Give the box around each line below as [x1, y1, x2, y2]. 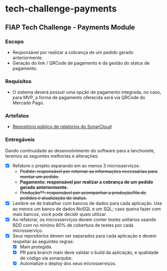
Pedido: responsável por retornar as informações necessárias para [19, 168, 157, 174]
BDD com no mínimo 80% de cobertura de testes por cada [12, 222, 133, 228]
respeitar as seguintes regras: [12, 238, 74, 244]
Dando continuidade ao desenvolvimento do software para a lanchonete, [5, 147, 155, 153]
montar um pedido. [19, 173, 59, 179]
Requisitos [5, 78, 31, 85]
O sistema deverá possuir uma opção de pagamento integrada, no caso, [12, 89, 161, 95]
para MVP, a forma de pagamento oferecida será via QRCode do [12, 95, 145, 101]
